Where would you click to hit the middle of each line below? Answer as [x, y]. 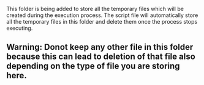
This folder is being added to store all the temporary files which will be [95, 9]
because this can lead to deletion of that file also [101, 57]
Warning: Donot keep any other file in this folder [100, 47]
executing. [20, 28]
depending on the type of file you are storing [93, 66]
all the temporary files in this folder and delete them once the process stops [102, 22]
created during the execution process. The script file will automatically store [102, 15]
